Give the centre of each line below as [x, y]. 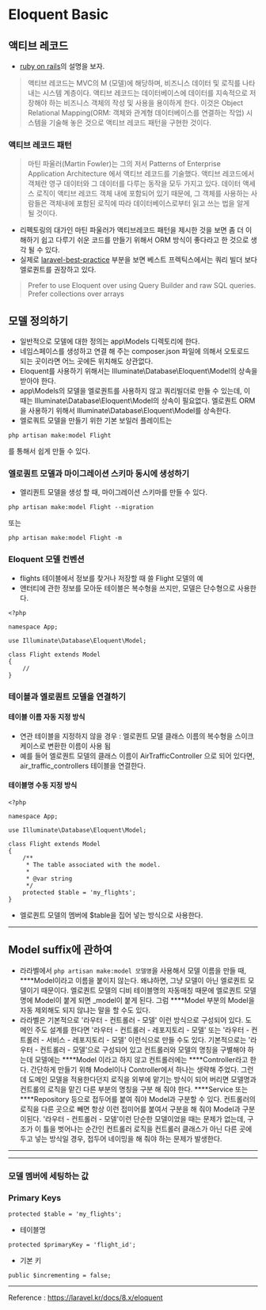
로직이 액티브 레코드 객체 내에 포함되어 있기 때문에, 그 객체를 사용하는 [142, 194]
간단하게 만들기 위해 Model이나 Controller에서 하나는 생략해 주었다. [135, 1069]
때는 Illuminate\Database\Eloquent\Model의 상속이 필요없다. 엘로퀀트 [128, 401]
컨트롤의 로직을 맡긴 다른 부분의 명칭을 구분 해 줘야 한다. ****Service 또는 [134, 1089]
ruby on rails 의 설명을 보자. [62, 66]
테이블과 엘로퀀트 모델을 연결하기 [67, 697]
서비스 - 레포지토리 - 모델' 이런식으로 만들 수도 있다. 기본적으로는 [146, 1039]
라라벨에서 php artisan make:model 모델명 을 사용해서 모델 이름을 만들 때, [133, 970]
